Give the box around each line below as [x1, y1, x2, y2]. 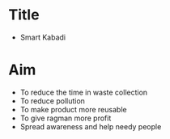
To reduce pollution [19, 95, 85, 106]
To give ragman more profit [19, 113, 112, 123]
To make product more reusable [19, 104, 127, 114]
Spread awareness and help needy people [19, 121, 162, 131]
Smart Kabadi [19, 32, 66, 42]
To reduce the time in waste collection [19, 87, 148, 97]
